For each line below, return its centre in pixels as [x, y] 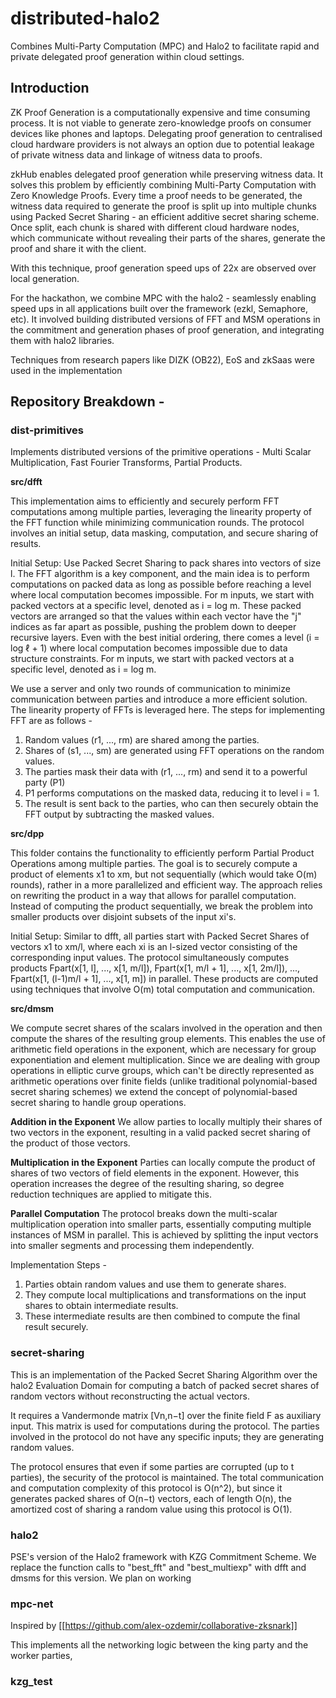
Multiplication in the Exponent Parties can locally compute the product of [163, 1163]
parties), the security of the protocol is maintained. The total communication [167, 1477]
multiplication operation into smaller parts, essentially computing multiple [161, 1224]
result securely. [56, 1327]
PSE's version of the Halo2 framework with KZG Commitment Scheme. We [163, 1557]
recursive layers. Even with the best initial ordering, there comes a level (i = [165, 638]
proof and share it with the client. [78, 248]
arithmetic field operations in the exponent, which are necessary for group [163, 1049]
